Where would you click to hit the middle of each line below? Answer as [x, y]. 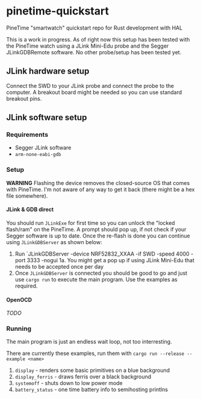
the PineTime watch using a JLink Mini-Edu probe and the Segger [88, 46]
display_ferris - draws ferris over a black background [83, 377]
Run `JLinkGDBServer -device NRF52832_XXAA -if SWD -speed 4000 [102, 254]
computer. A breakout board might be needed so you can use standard [94, 92]
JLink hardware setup [48, 71]
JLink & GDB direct [30, 210]
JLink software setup [47, 118]
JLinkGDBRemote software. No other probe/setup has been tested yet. [94, 52]
